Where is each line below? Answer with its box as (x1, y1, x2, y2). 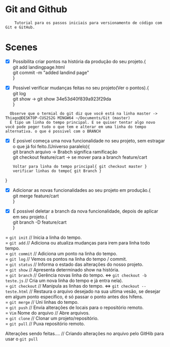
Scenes (5, 42, 38, 53)
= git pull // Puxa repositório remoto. (5, 321, 85, 327)
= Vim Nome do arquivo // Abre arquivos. (5, 310, 90, 316)
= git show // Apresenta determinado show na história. (5, 267, 120, 273)
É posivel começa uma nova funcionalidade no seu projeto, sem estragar (12, 138, 165, 144)
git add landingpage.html (12, 64, 65, 70)
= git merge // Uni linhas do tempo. (5, 299, 79, 305)
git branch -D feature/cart (12, 219, 67, 225)
